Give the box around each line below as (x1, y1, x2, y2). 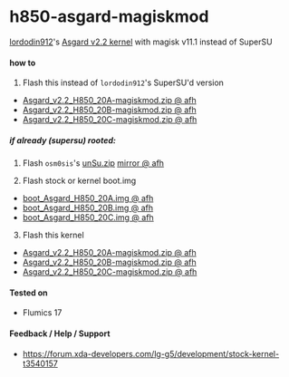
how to (9, 57, 36, 68)
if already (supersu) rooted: (9, 134, 116, 146)
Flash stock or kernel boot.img (22, 175, 137, 187)
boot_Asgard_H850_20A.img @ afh (22, 193, 154, 204)
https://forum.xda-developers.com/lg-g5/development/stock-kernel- (22, 348, 279, 359)
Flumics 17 (22, 307, 63, 318)
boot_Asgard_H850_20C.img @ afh (22, 212, 154, 223)
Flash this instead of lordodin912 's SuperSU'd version (22, 77, 225, 88)
